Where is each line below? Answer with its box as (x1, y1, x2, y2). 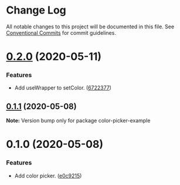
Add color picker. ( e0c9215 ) (14, 172, 82, 179)
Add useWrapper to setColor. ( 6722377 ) (14, 84, 111, 91)
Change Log (6, 4, 66, 17)
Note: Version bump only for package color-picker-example (6, 117, 151, 124)
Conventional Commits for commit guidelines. (6, 29, 116, 36)
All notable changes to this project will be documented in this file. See (6, 23, 175, 30)
